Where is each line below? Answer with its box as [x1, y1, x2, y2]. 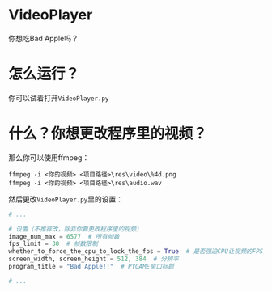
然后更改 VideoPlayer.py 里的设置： [8, 194, 124, 204]
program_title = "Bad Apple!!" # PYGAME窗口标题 [8, 263, 174, 271]
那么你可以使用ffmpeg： [8, 152, 90, 163]
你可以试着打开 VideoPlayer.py [8, 93, 109, 103]
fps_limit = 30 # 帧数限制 [8, 240, 99, 248]
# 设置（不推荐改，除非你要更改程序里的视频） [8, 225, 143, 233]
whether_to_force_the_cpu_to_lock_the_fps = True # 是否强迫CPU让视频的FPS [8, 248, 264, 256]
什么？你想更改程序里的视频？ [8, 125, 208, 143]
